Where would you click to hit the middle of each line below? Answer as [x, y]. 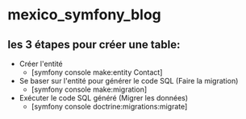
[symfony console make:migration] [89, 89]
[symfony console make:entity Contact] [97, 72]
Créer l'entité [41, 64]
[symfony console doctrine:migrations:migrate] [109, 107]
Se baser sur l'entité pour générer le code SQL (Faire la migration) [129, 81]
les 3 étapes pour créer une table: [94, 45]
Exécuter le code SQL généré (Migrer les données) [104, 98]
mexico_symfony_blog [85, 15]
